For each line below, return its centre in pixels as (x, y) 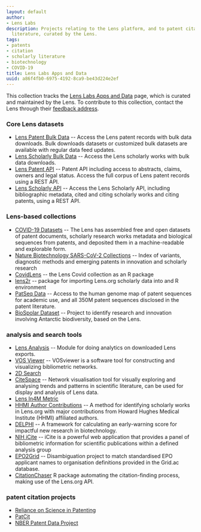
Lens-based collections (41, 217)
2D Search (28, 373)
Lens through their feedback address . (53, 109)
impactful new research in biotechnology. (66, 431)
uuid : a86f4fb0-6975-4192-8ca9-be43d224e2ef (63, 79)
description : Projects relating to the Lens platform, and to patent (95, 29)
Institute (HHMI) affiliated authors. (57, 418)
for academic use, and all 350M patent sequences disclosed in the (97, 300)
